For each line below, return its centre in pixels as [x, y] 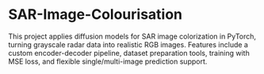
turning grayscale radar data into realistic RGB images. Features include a [128, 44]
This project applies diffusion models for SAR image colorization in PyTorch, [132, 36]
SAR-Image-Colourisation [96, 15]
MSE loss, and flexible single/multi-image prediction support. [108, 61]
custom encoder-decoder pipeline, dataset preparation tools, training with [129, 53]
